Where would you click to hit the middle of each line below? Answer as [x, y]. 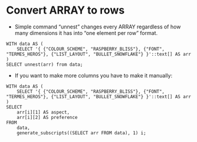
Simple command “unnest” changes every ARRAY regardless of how [98, 27]
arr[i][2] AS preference [47, 117]
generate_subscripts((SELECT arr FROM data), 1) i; [81, 133]
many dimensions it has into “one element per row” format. [86, 33]
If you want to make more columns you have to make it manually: [93, 75]
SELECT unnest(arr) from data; [45, 64]
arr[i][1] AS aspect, [43, 112]
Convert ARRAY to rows [65, 10]
